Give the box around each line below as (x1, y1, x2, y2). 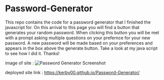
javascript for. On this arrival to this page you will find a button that (5, 24, 140, 30)
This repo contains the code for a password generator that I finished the (5, 19, 151, 25)
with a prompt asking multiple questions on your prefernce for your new (5, 35, 151, 41)
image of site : (5, 60, 34, 66)
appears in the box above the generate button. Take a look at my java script (5, 45, 158, 51)
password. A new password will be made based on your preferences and (5, 40, 153, 46)
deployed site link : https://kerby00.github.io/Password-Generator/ (5, 69, 140, 75)
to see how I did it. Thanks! (5, 50, 60, 56)
